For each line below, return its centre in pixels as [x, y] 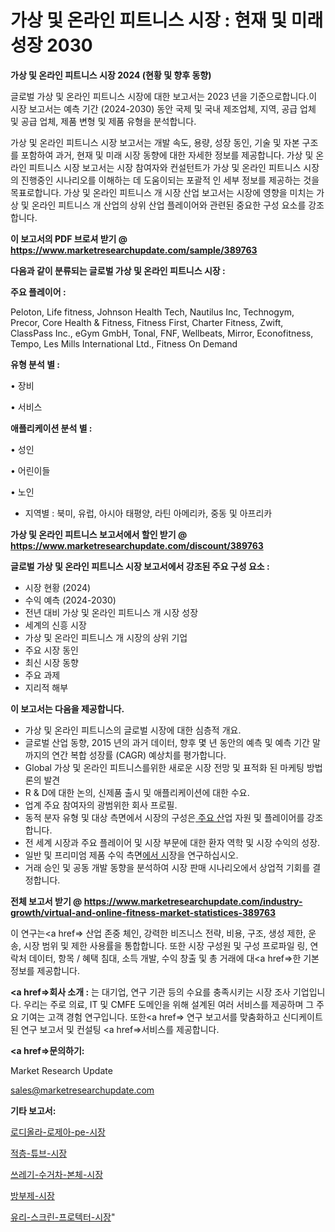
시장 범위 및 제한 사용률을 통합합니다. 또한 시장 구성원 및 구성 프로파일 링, [165, 945]
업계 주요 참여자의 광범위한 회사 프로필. [101, 805]
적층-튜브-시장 [39, 1153]
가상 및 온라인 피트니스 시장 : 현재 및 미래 [167, 20]
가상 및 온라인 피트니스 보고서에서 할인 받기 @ [99, 534]
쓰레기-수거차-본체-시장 [57, 1174]
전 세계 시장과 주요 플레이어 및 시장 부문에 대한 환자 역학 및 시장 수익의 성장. [172, 842]
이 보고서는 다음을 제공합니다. [67, 708]
